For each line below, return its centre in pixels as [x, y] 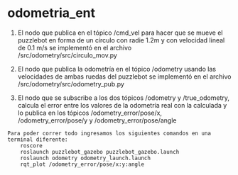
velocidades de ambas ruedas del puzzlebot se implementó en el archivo [124, 77]
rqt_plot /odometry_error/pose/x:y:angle [82, 164]
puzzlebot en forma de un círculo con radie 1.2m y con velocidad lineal [121, 40]
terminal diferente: [38, 140]
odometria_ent [52, 13]
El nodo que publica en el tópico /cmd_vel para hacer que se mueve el [120, 33]
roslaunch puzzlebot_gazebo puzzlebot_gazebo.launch [100, 152]
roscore [31, 146]
